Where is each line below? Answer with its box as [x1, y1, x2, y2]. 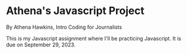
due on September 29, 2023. [6, 41, 76, 48]
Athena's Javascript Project [6, 4, 145, 18]
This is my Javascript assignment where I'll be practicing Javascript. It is [6, 35, 182, 42]
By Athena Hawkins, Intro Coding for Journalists [6, 23, 122, 31]
